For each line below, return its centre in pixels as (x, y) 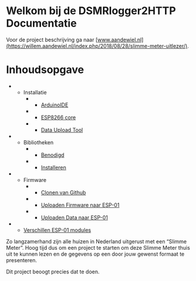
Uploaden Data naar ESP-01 (75, 217)
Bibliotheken (38, 142)
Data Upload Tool (62, 130)
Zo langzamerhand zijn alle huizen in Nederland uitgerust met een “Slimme (96, 241)
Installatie (35, 92)
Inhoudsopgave (45, 70)
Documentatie (42, 23)
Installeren (53, 167)
